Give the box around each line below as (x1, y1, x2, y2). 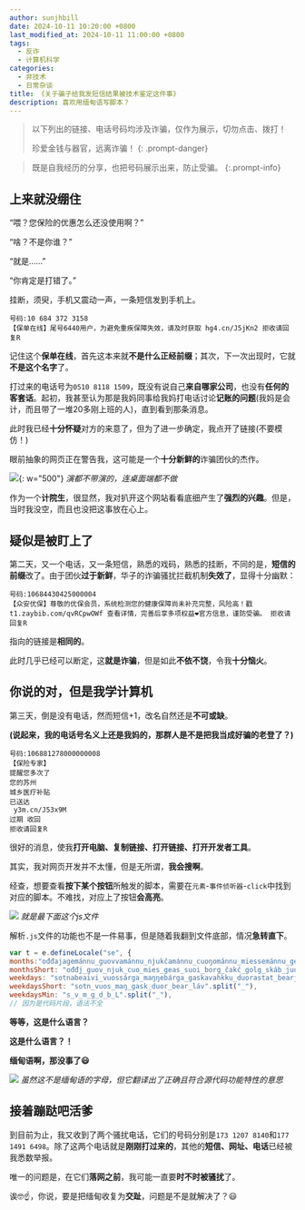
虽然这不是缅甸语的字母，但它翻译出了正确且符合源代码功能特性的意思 (20, 1074, 283, 1085)
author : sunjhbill (9, 13, 79, 23)
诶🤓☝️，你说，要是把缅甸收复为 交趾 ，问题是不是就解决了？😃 (9, 1190, 238, 1201)
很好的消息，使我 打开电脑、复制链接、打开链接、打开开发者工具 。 (9, 841, 256, 852)
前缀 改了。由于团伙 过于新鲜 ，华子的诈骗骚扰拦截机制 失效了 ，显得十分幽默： (9, 570, 296, 581)
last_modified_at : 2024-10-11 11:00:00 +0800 (9, 30, 184, 39)
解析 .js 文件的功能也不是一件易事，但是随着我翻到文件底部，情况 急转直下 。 (9, 930, 292, 940)
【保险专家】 (9, 759, 51, 768)
